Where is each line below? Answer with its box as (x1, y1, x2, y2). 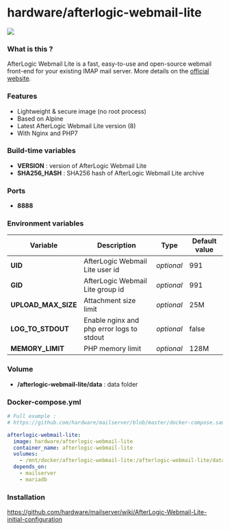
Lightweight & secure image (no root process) (16, 107, 147, 115)
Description (97, 241, 136, 250)
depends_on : (13, 463, 48, 470)
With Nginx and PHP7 (16, 129, 79, 137)
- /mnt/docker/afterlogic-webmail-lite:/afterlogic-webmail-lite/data (19, 457, 225, 464)
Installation (7, 492, 46, 502)
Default (192, 237, 217, 246)
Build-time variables (7, 146, 77, 156)
